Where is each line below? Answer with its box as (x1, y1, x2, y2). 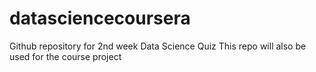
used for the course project (9, 50, 122, 62)
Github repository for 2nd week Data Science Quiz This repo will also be (9, 40, 307, 52)
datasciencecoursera (9, 7, 191, 30)
